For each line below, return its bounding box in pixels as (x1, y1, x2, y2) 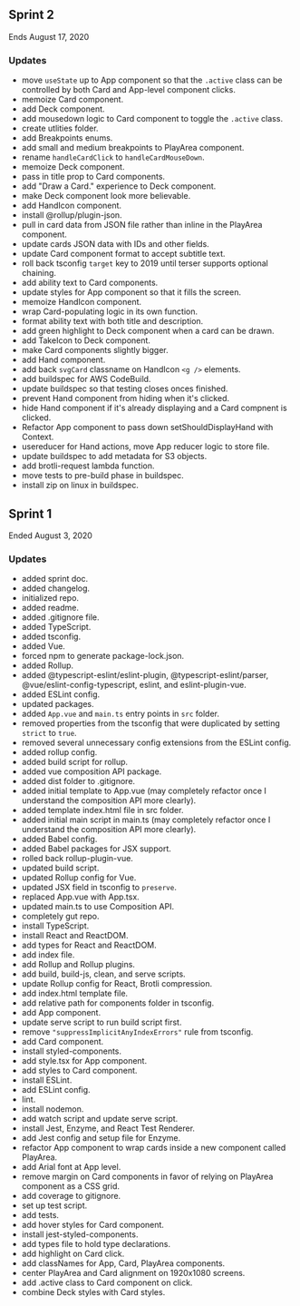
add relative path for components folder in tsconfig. (21, 997, 215, 1008)
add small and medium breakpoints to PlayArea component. (21, 142, 245, 153)
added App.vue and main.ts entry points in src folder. (21, 708, 219, 720)
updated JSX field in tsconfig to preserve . (21, 882, 178, 893)
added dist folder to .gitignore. (21, 776, 136, 787)
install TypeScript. (21, 920, 90, 931)
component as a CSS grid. (21, 1181, 120, 1192)
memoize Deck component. (21, 162, 125, 172)
